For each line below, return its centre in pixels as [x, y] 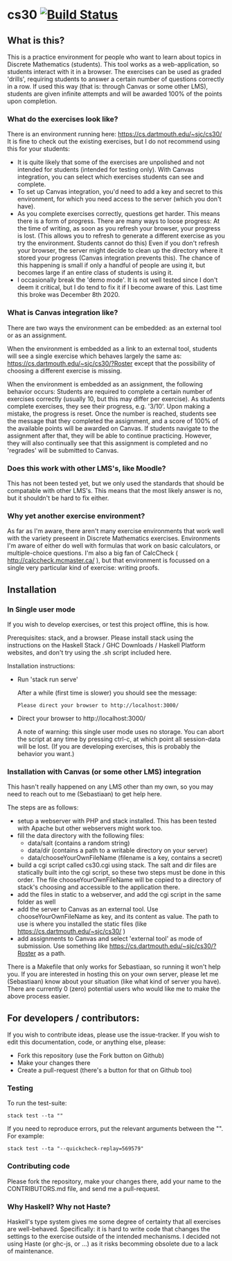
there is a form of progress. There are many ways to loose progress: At [118, 221]
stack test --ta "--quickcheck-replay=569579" [75, 1149]
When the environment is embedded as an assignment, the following [105, 384]
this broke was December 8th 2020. [68, 295]
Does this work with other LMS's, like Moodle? [87, 468]
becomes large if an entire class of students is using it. [95, 273]
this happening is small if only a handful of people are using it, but [111, 265]
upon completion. [32, 101]
